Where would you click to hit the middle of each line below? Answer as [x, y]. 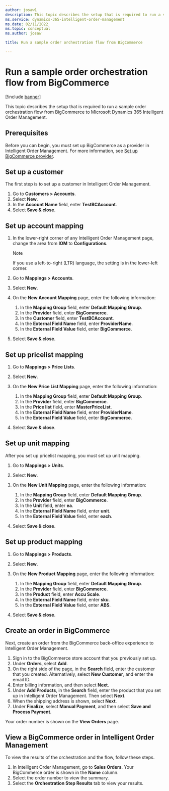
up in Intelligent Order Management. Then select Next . [69, 695]
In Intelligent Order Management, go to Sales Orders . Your [73, 767]
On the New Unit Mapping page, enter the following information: [79, 485]
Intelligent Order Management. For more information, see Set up [71, 151]
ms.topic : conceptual [28, 29]
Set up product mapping [44, 542]
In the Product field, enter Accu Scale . [60, 594]
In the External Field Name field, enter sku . [65, 599]
